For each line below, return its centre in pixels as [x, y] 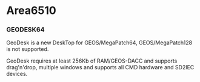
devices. [17, 74]
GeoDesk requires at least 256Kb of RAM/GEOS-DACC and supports [92, 61]
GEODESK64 [25, 30]
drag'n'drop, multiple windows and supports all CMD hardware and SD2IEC [100, 67]
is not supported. [28, 49]
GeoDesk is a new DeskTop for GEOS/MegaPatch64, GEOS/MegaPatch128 [99, 43]
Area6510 [31, 11]
